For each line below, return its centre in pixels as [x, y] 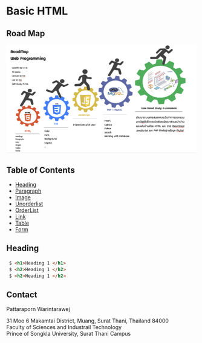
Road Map [26, 34]
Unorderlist [29, 204]
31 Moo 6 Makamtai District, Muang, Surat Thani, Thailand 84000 [88, 321]
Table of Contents [41, 170]
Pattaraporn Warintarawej [38, 309]
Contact [22, 294]
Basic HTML [37, 11]
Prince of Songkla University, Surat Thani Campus [69, 334]
